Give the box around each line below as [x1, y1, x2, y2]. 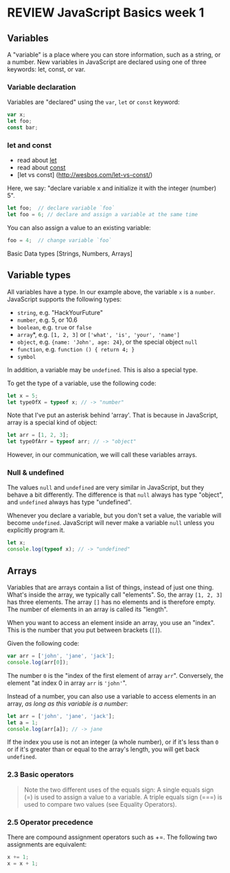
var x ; [7, 112, 26, 119]
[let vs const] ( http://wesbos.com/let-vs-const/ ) [16, 171, 153, 179]
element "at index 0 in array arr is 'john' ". [7, 679, 127, 687]
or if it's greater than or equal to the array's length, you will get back [7, 746, 200, 754]
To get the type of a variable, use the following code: [7, 379, 157, 387]
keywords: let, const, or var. [7, 65, 86, 73]
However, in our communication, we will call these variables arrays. [7, 451, 198, 459]
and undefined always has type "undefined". [7, 498, 133, 506]
